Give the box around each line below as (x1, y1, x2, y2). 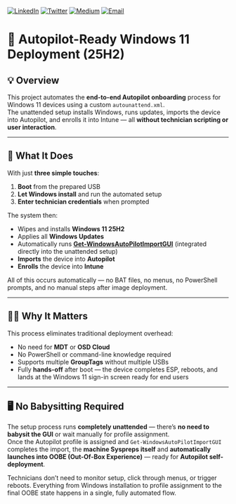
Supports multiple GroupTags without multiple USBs (17, 357, 169, 366)
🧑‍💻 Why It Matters (7, 310, 88, 322)
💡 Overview (7, 74, 60, 86)
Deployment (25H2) (7, 47, 125, 63)
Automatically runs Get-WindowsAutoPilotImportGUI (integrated (17, 240, 207, 248)
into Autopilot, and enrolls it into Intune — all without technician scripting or (7, 116, 229, 123)
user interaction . (7, 123, 57, 131)
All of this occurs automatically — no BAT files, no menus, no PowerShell (7, 276, 218, 284)
